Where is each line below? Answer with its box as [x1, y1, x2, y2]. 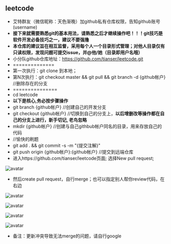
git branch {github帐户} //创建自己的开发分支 [12, 104, 106, 110]
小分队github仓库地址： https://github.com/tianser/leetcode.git [12, 56, 143, 62]
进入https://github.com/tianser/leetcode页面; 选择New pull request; [12, 155, 154, 161]
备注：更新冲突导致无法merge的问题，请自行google [12, 233, 121, 239]
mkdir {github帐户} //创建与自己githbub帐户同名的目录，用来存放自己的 [12, 123, 162, 129]
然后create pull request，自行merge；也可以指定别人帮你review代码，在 [12, 176, 165, 182]
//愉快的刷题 [12, 136, 39, 142]
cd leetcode [12, 92, 38, 98]
